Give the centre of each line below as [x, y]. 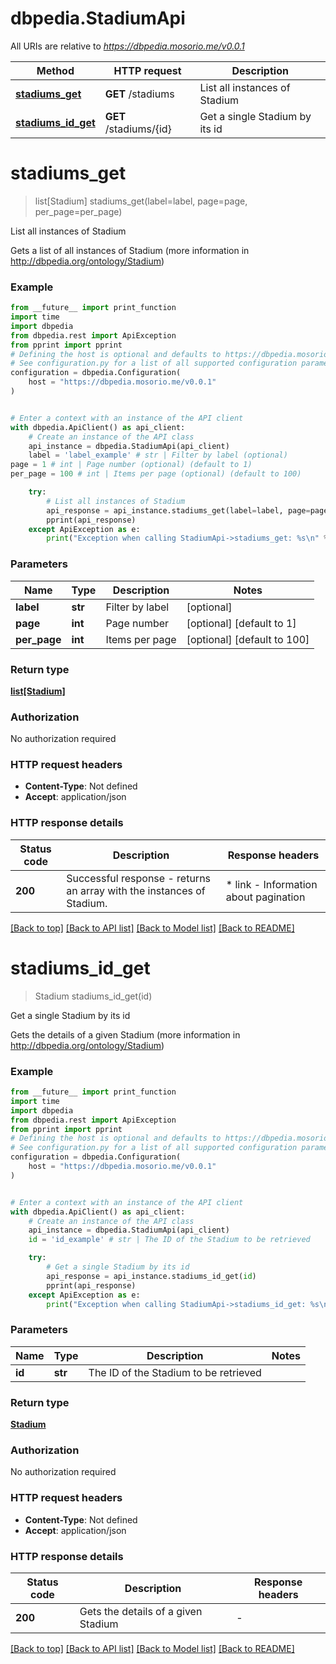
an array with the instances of [136, 890]
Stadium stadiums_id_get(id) [93, 996]
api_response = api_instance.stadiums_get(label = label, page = [178, 510]
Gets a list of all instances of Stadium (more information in [130, 250]
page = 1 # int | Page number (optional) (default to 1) [131, 465]
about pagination [265, 897]
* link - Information [271, 884]
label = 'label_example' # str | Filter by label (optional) [158, 455]
